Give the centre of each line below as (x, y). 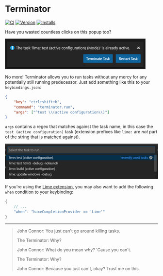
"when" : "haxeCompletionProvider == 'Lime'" (59, 212)
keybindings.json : (23, 87)
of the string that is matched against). (42, 137)
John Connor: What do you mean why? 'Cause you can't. (74, 250)
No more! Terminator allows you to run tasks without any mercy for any (76, 77)
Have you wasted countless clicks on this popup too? (58, 32)
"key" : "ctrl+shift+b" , (38, 102)
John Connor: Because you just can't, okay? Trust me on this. (78, 268)
